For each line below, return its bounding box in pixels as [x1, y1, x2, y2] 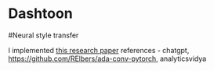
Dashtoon [8, 5, 73, 23]
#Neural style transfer [8, 30, 79, 40]
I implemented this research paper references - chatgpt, [8, 45, 190, 55]
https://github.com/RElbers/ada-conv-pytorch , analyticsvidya [8, 54, 207, 63]
